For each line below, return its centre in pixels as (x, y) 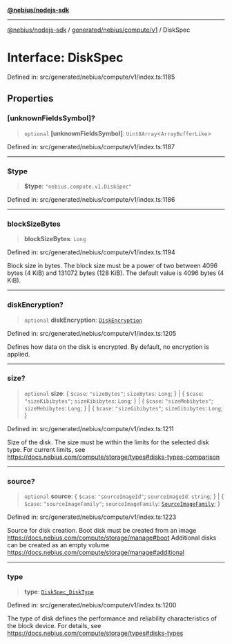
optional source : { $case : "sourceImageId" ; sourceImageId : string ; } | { (124, 496)
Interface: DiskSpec (65, 58)
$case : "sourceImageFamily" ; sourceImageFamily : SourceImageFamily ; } (122, 504)
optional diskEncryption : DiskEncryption (83, 320)
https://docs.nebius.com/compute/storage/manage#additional (96, 553)
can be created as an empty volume (58, 545)
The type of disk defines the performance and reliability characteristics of (112, 618)
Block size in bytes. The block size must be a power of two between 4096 (113, 266)
